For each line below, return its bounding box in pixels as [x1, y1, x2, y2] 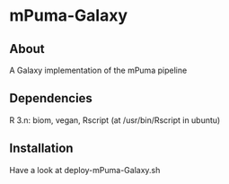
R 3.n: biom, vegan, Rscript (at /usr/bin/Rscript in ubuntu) [9, 114, 221, 126]
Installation [9, 141, 74, 156]
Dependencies [9, 91, 92, 106]
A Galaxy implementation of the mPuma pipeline [9, 65, 188, 75]
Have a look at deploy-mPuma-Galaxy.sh [9, 164, 161, 175]
